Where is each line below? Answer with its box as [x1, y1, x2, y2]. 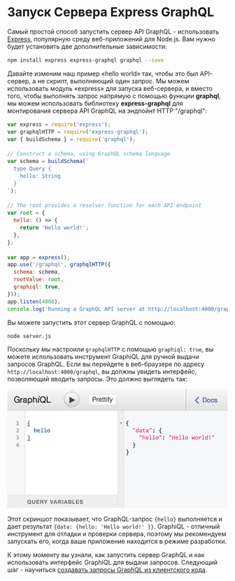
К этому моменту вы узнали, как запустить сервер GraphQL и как [7, 551, 205, 559]
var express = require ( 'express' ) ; [7, 120, 111, 128]
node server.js [7, 332, 52, 339]
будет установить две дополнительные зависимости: [7, 42, 167, 50]
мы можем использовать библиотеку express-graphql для [7, 99, 183, 107]
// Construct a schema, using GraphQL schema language [7, 150, 171, 157]
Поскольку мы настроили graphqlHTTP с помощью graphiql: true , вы [7, 345, 214, 353]
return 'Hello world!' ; [20, 225, 90, 232]
